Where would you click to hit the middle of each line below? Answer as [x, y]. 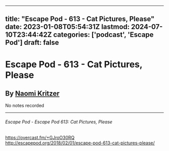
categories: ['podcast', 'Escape [103, 35]
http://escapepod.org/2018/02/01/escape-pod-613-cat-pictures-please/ [80, 143]
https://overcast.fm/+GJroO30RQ [40, 137]
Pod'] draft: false [32, 43]
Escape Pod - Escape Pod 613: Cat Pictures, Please [59, 122]
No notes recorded [25, 106]
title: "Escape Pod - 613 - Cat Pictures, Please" [80, 19]
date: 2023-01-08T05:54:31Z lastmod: [67, 27]
